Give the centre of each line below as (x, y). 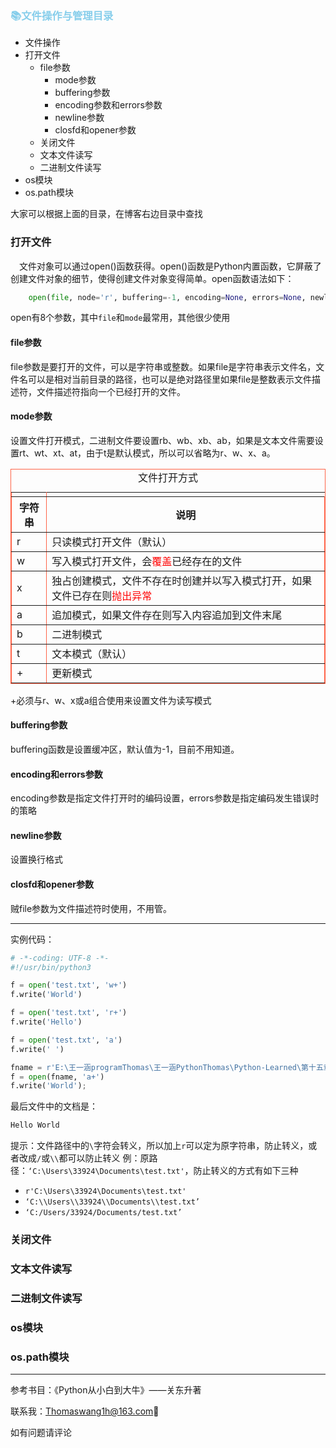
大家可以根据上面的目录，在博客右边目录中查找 (106, 214)
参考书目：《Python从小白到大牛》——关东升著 (106, 1390)
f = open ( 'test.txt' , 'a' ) (66, 1040)
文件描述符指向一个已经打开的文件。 (111, 391)
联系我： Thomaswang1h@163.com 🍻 (85, 1411)
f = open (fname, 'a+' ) (57, 1077)
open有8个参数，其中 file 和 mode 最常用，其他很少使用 (120, 318)
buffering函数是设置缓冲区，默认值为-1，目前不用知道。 (125, 749)
